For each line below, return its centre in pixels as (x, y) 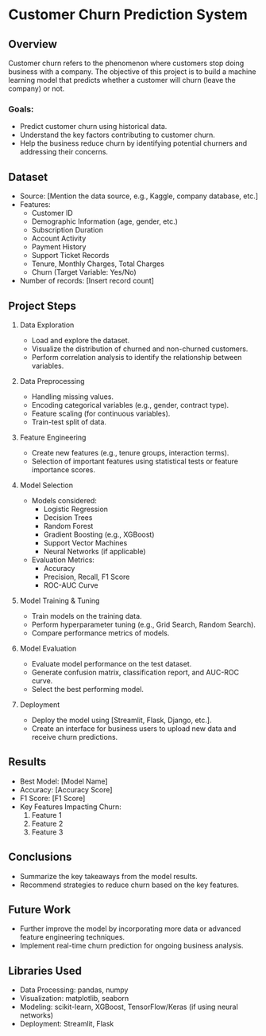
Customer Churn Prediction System (128, 15)
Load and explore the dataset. (81, 340)
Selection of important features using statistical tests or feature (135, 461)
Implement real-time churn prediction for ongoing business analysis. (131, 946)
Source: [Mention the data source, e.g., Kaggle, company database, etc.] (139, 196)
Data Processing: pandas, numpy (74, 990)
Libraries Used (45, 970)
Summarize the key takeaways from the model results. (109, 876)
